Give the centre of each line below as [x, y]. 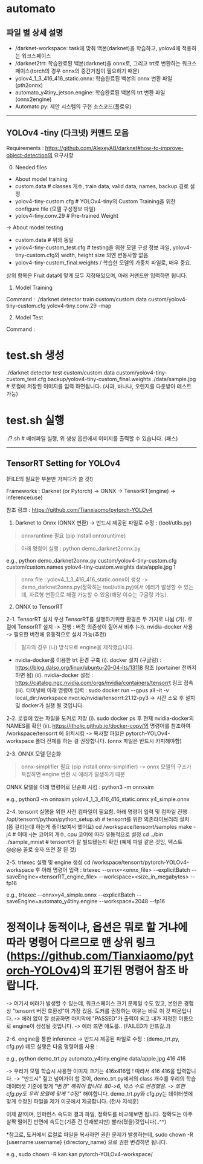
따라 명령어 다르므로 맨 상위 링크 [81, 942]
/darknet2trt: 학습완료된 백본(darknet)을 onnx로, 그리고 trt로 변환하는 [98, 63]
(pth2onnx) [29, 85]
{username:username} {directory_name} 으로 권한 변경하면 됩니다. [87, 1142]
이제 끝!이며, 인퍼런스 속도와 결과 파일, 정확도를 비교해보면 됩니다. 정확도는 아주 [100, 1114]
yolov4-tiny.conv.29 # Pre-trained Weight [67, 215]
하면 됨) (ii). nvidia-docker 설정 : [54, 675]
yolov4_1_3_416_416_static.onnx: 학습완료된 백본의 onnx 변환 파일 [94, 78]
